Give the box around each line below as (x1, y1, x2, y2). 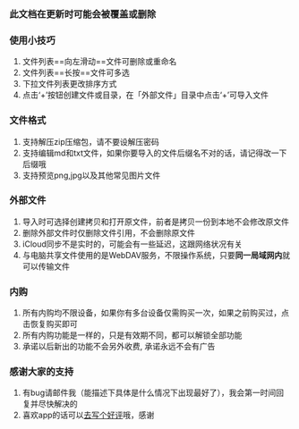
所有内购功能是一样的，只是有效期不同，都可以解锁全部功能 (21, 330, 243, 341)
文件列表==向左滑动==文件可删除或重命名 (21, 56, 177, 67)
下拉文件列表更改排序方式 (21, 79, 117, 89)
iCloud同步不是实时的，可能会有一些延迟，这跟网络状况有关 (21, 239, 243, 249)
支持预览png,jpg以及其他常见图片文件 (21, 170, 161, 181)
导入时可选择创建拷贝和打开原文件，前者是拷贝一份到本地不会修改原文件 (21, 216, 289, 227)
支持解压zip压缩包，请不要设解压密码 (21, 136, 159, 147)
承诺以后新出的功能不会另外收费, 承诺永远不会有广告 (21, 341, 216, 352)
